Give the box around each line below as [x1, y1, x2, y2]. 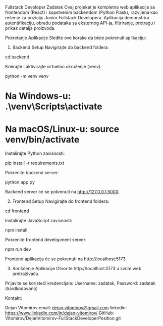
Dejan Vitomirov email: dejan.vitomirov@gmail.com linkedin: [5, 305, 127, 311]
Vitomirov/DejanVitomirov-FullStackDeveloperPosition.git [5, 315, 121, 321]
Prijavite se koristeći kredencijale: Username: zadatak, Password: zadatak [5, 280, 156, 286]
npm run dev [5, 246, 31, 252]
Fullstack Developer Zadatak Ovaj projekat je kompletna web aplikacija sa [5, 4, 155, 10]
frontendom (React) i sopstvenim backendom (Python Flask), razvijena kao [5, 9, 158, 15]
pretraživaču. [12, 271, 40, 277]
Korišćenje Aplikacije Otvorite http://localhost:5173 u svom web [12, 266, 142, 272]
